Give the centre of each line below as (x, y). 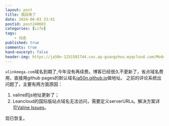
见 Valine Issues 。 (31, 108)
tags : (11, 33)
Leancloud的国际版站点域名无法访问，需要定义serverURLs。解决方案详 (86, 101)
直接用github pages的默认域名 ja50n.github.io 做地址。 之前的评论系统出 (88, 78)
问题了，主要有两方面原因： (34, 84)
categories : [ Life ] (26, 29)
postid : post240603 (26, 24)
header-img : (18, 57)
